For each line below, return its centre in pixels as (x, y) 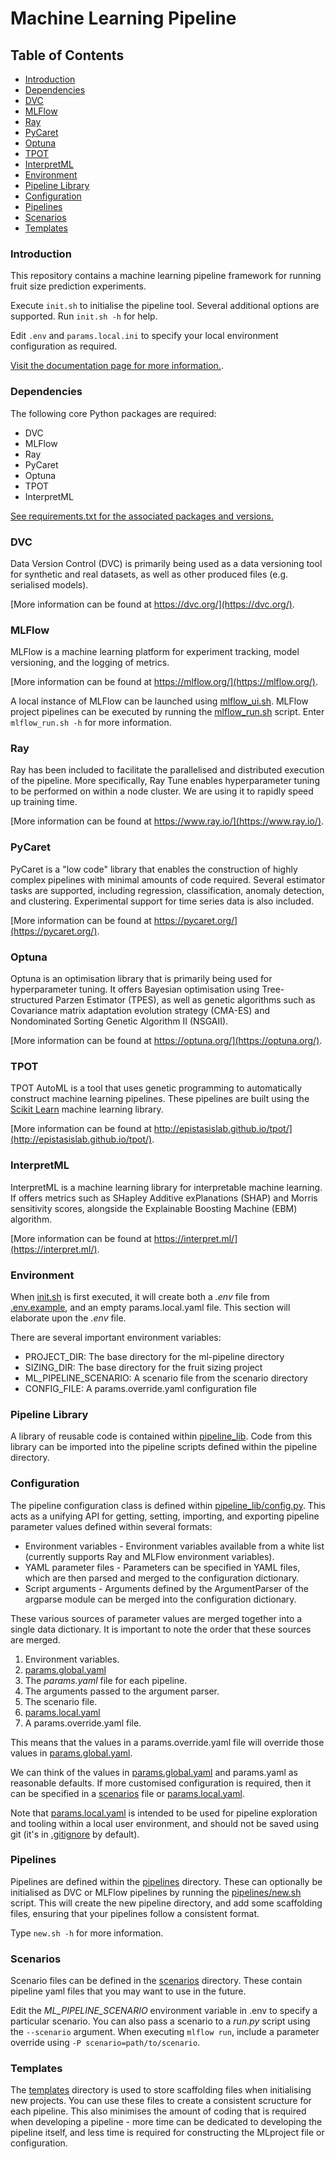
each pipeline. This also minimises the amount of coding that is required (158, 2111)
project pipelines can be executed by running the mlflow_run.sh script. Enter (167, 712)
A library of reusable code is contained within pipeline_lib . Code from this (161, 1436)
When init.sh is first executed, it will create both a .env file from (140, 1296)
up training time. (44, 802)
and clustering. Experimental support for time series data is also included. (162, 901)
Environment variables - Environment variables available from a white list (174, 1546)
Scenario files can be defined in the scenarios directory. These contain (156, 1981)
